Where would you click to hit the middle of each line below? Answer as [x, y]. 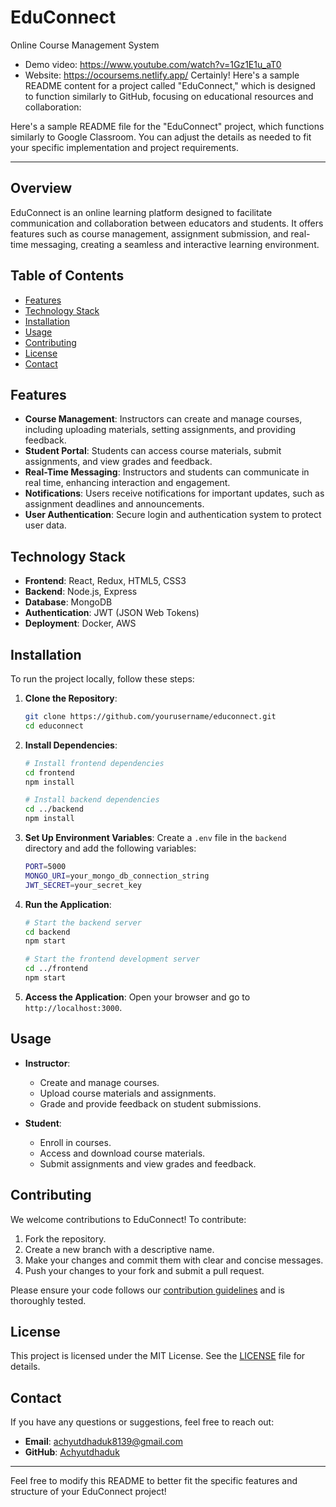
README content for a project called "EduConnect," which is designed [170, 85]
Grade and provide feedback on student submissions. [150, 1103]
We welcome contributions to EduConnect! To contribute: [128, 1219]
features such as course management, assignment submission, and [149, 233]
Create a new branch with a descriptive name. [119, 1249]
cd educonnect [54, 726]
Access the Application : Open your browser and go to [137, 997]
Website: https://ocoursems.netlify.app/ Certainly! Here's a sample [162, 75]
